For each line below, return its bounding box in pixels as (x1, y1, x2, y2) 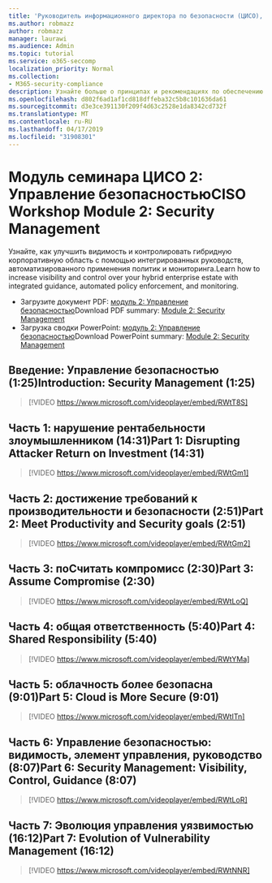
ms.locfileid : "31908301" (8, 132, 96, 141)
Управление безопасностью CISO (8, 184, 246, 203)
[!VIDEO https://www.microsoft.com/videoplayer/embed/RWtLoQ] (28, 596, 249, 606)
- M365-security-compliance (8, 80, 104, 88)
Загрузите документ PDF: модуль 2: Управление (19, 296, 189, 306)
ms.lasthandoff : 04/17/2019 (8, 125, 104, 133)
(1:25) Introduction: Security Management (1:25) (8, 375, 256, 390)
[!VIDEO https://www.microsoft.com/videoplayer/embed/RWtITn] (28, 712, 245, 721)
